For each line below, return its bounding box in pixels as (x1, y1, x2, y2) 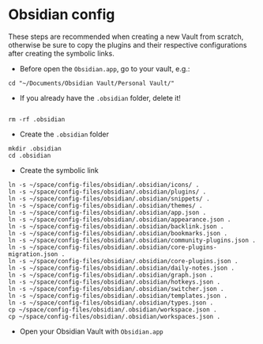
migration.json (8, 250, 58, 258)
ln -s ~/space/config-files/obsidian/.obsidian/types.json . (8, 299, 214, 307)
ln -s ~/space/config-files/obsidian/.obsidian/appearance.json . (8, 216, 231, 224)
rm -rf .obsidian (8, 115, 66, 124)
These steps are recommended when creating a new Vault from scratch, (8, 32, 244, 41)
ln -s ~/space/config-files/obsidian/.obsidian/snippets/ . (8, 194, 211, 203)
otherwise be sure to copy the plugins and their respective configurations (8, 40, 247, 49)
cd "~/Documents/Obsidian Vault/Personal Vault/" (8, 79, 175, 87)
